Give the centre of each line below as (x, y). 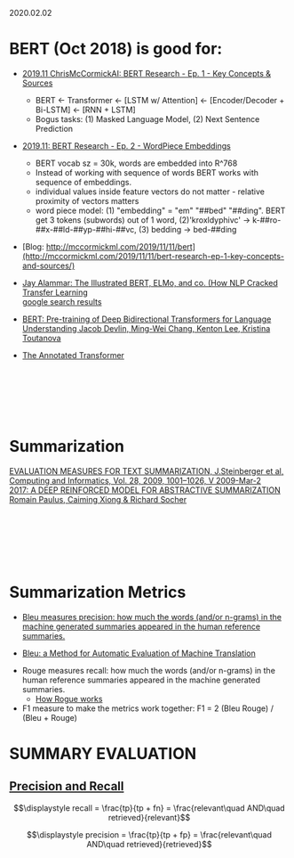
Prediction (54, 128)
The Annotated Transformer (73, 355)
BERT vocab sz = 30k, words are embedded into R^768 (136, 163)
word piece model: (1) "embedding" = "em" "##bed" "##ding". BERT (160, 210)
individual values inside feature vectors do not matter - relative (150, 192)
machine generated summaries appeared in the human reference (141, 626)
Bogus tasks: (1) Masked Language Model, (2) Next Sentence (147, 118)
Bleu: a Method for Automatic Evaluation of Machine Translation (139, 653)
